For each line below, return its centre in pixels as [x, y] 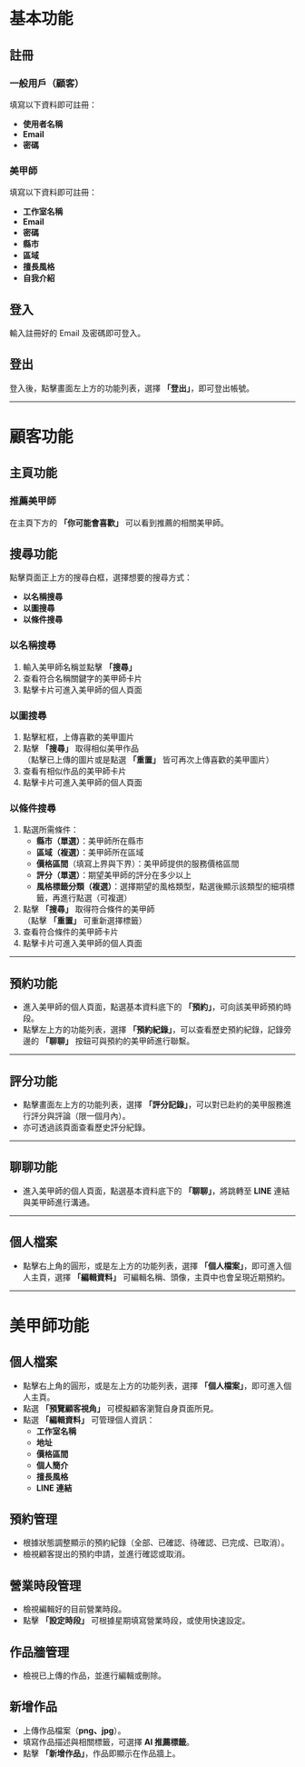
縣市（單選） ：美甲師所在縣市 [90, 841]
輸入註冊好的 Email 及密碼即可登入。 [78, 333]
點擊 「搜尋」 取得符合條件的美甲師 [89, 909]
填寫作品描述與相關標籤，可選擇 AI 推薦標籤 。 [108, 1742]
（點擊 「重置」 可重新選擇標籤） [84, 921]
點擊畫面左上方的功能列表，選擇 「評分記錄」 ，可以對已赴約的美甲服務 [153, 1104]
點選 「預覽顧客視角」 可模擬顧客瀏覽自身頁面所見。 [120, 1408]
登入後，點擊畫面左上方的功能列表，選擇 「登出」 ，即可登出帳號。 [132, 388]
